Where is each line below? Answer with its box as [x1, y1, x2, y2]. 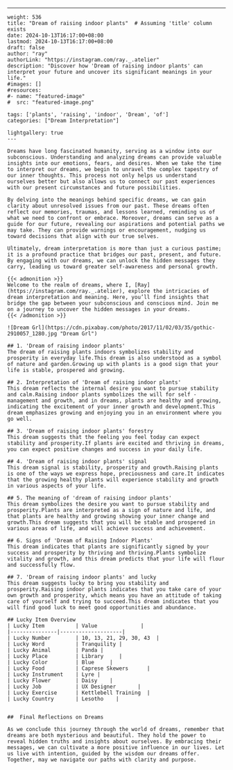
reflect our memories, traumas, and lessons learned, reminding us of [7, 209, 216, 216]
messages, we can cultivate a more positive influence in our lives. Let [7, 744, 225, 751]
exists [7, 26, 26, 33]
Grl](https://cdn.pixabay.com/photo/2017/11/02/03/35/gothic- [32, 324, 216, 331]
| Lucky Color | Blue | [7, 659, 113, 666]
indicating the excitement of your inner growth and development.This [7, 403, 216, 410]
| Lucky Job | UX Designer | [7, 683, 141, 690]
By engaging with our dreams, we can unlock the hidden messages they [7, 257, 216, 264]
